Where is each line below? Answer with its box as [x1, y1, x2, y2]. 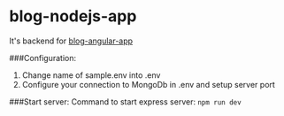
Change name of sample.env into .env [21, 69, 161, 81]
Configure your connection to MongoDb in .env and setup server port [21, 79, 276, 89]
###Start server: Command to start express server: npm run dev [9, 96, 242, 107]
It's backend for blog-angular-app [9, 35, 134, 46]
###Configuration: [9, 52, 77, 63]
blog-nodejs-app [9, 6, 137, 27]
